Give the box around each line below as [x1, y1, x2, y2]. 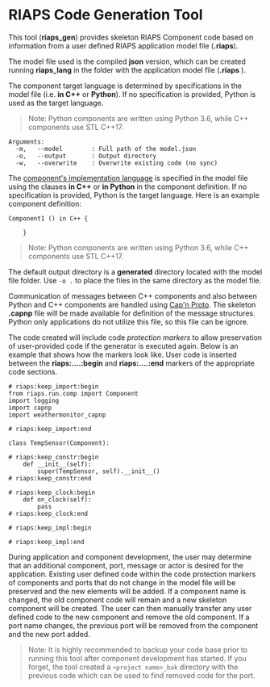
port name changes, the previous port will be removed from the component [8, 620, 259, 630]
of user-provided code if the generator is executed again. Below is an [8, 341, 239, 350]
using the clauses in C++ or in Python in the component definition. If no [8, 182, 247, 191]
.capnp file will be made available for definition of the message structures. [8, 308, 255, 318]
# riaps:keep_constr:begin [8, 453, 99, 461]
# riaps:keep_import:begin [8, 382, 99, 391]
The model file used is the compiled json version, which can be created [8, 57, 246, 66]
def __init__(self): [23, 460, 92, 468]
